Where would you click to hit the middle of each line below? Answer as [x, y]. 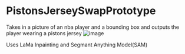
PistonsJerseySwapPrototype [81, 11]
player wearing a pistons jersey [44, 33]
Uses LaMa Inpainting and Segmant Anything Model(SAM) [77, 45]
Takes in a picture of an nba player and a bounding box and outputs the [93, 27]
